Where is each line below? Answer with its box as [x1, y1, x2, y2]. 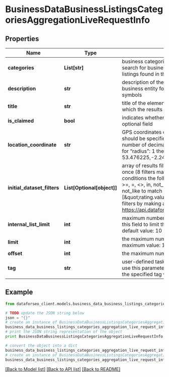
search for [122, 64, 146, 71]
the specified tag [122, 271, 162, 277]
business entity [122, 85, 158, 92]
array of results [122, 162, 158, 169]
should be [122, 135, 146, 142]
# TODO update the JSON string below [5, 310, 84, 315]
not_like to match [122, 187, 162, 194]
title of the [122, 100, 146, 107]
